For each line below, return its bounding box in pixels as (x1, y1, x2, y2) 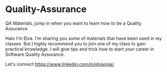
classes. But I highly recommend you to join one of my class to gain (5, 40, 146, 46)
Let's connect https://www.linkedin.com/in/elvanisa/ (5, 61, 114, 67)
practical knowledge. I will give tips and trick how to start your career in (5, 46, 154, 52)
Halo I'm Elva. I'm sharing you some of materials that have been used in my (5, 35, 162, 41)
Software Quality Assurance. (5, 51, 65, 57)
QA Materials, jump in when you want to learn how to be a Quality (5, 20, 142, 26)
